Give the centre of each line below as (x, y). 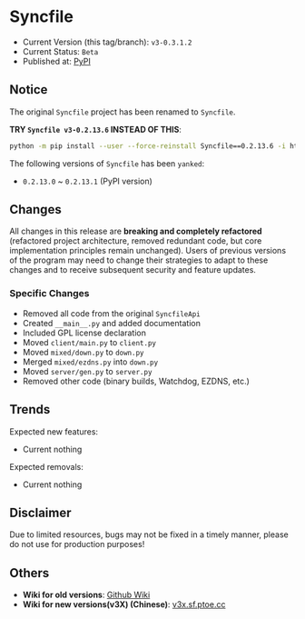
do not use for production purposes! (77, 544)
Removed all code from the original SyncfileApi (112, 313)
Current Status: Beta (60, 51)
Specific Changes (49, 294)
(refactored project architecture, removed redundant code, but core (136, 241)
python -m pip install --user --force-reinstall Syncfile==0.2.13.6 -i (148, 146)
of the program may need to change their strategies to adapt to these (139, 260)
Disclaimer (40, 512)
